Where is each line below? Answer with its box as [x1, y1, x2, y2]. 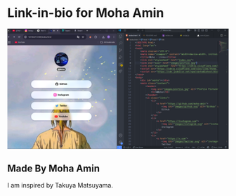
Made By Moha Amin [7, 162, 100, 174]
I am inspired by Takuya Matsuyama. [7, 181, 114, 190]
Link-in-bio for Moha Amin [7, 5, 164, 21]
